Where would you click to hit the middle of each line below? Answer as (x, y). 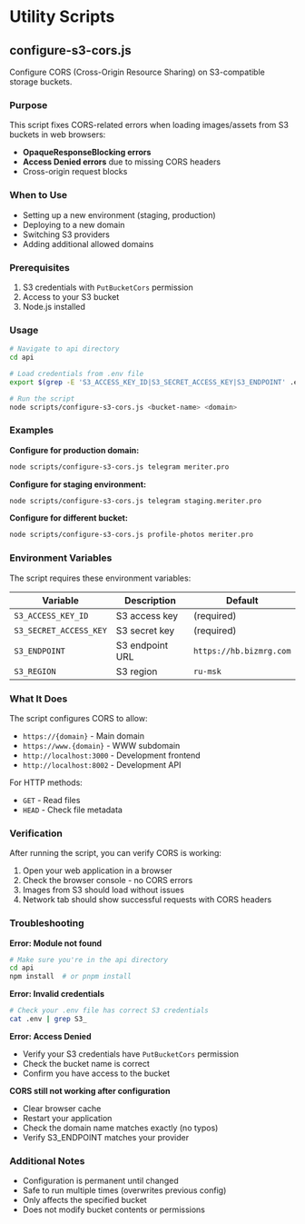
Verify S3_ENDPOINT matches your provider (105, 1137)
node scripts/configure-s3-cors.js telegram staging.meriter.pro (135, 501)
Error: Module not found (56, 943)
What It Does (39, 699)
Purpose (29, 104)
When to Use (39, 195)
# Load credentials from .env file (77, 373)
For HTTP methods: (46, 782)
